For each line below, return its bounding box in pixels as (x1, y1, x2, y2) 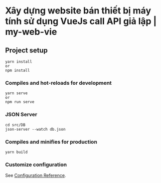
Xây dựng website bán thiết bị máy (5, 5, 151, 16)
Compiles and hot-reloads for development (5, 79, 112, 86)
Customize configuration (5, 161, 67, 168)
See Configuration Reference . (5, 173, 66, 179)
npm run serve (5, 100, 35, 105)
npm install (5, 68, 30, 73)
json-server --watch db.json (5, 127, 66, 132)
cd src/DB (5, 122, 26, 127)
